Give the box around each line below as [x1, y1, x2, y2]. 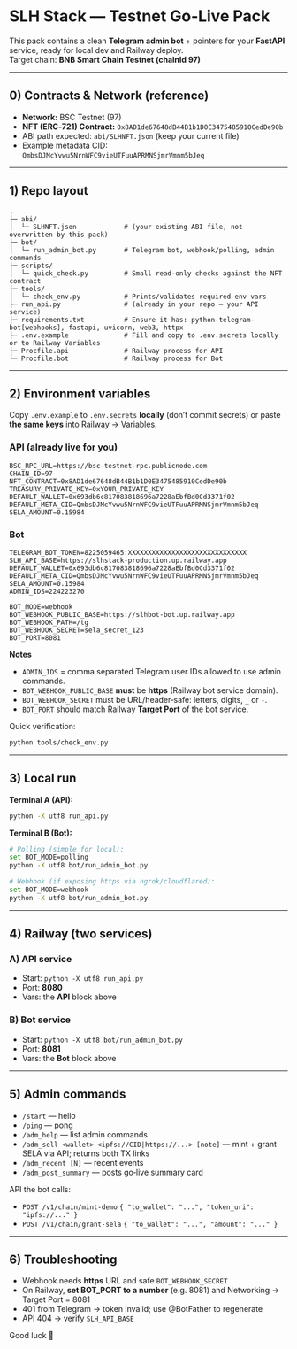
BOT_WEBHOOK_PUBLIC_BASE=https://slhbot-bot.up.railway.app [9, 610, 236, 619]
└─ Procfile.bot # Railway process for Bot [9, 354, 224, 363]
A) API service [9, 953, 72, 966]
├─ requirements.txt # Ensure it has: [9, 315, 188, 324]
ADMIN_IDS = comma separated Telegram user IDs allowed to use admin [21, 666, 281, 676]
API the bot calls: [9, 1183, 71, 1194]
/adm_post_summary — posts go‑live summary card [21, 1167, 203, 1177]
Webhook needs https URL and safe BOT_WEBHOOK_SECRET [21, 1276, 228, 1286]
